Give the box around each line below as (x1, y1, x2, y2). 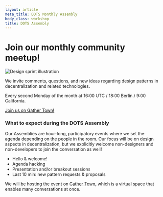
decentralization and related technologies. (5, 83, 90, 89)
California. (5, 98, 26, 104)
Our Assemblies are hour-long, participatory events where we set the (5, 131, 144, 137)
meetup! (5, 52, 40, 64)
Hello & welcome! (12, 156, 48, 162)
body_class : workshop (5, 16, 49, 21)
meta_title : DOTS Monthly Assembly (5, 12, 78, 17)
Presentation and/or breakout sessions (12, 166, 91, 172)
